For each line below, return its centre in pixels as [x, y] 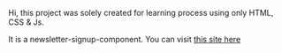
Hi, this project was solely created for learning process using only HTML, [141, 13]
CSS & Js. [27, 22]
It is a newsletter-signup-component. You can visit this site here [125, 39]
